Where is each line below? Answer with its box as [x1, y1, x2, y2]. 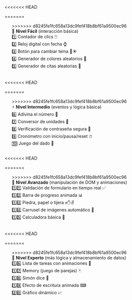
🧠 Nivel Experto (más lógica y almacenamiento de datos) [11, 255, 127, 260]
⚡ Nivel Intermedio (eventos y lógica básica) [11, 104, 102, 109]
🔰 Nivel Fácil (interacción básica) [11, 28, 78, 34]
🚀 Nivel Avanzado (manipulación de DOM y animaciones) [11, 179, 128, 185]
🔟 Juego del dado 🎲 [11, 140, 54, 146]
